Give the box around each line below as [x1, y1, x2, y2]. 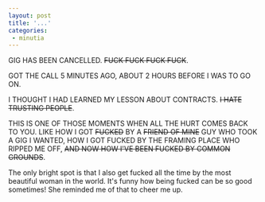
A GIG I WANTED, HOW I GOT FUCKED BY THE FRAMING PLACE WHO [8, 136, 240, 146]
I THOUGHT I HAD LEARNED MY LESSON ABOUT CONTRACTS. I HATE [8, 95, 243, 104]
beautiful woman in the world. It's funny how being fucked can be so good [8, 177, 252, 186]
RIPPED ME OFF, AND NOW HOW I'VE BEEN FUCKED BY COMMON [8, 144, 231, 153]
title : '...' [8, 19, 52, 27]
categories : [8, 26, 48, 34]
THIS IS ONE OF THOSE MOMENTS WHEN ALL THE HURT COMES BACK [8, 118, 248, 128]
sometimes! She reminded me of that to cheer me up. [8, 185, 183, 195]
